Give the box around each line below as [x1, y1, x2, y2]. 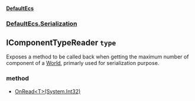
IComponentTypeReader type [6, 37, 116, 47]
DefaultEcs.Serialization [6, 19, 77, 28]
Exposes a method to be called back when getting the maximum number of [6, 53, 189, 60]
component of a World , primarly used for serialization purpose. [6, 60, 160, 67]
